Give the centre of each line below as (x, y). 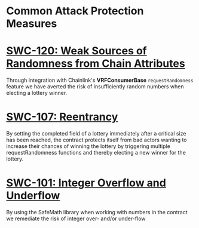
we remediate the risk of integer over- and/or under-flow (76, 218)
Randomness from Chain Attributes (96, 64)
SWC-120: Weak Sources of (77, 51)
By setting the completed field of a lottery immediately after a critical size (96, 134)
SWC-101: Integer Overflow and (86, 183)
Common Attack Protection (75, 11)
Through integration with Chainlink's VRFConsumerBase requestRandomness (100, 80)
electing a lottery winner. (37, 93)
